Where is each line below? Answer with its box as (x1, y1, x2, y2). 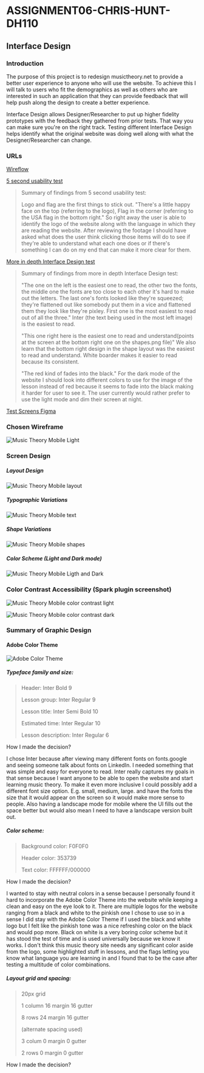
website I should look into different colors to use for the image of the (21, 376, 193, 384)
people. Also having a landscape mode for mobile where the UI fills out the (6, 800, 193, 807)
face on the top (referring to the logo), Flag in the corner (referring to (21, 208, 194, 215)
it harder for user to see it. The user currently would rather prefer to (21, 389, 191, 396)
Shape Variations (6, 525, 52, 533)
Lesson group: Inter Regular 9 (21, 695, 96, 703)
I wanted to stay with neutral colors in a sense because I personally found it (6, 890, 195, 897)
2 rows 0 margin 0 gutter (21, 1049, 84, 1057)
